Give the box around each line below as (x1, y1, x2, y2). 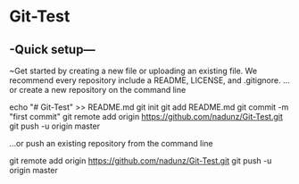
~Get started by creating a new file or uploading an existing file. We (9, 65, 257, 76)
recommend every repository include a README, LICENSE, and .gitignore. (9, 75, 281, 86)
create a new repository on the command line (19, 85, 187, 95)
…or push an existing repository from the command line (9, 138, 213, 148)
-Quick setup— (9, 42, 96, 57)
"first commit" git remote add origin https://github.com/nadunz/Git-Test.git (9, 112, 284, 121)
